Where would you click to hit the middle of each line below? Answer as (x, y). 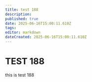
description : (18, 14)
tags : (11, 28)
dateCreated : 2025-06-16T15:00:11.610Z (46, 37)
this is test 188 (20, 75)
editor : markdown (23, 32)
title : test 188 (22, 10)
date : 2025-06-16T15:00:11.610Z (38, 23)
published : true (22, 19)
